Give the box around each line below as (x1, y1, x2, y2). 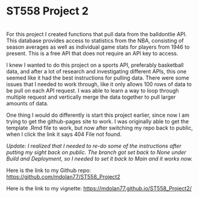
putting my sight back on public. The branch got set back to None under (6, 149, 186, 156)
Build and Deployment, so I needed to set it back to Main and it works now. (6, 155, 193, 162)
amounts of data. (6, 99, 49, 107)
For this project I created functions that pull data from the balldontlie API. (6, 30, 187, 37)
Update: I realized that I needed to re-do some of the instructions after (6, 142, 182, 149)
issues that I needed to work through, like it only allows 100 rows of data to (6, 80, 192, 88)
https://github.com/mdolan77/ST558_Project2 (6, 173, 121, 180)
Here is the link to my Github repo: (6, 167, 92, 174)
